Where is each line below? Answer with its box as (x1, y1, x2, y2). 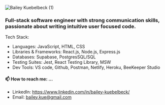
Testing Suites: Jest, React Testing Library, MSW (12, 59, 111, 65)
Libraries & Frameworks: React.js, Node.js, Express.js (12, 49, 121, 55)
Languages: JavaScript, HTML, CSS (12, 44, 85, 50)
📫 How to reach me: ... (5, 76, 53, 82)
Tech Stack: (5, 34, 30, 40)
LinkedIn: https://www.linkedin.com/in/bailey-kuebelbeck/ (12, 89, 130, 95)
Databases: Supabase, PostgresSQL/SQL (12, 54, 96, 60)
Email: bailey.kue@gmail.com (12, 94, 72, 100)
